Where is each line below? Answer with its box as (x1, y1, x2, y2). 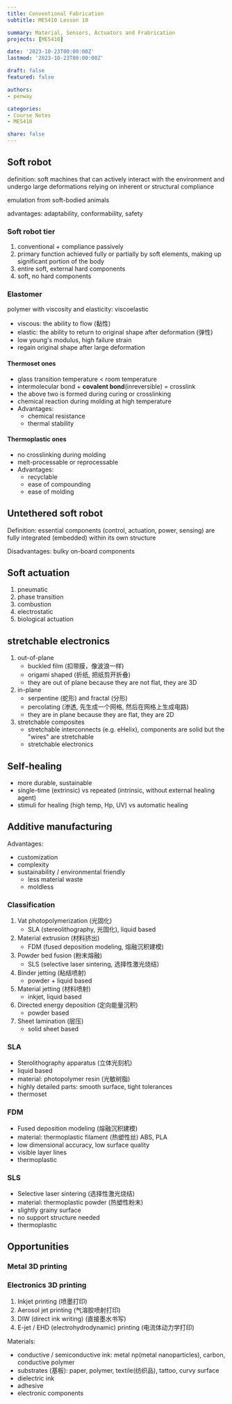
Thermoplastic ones (7, 435, 67, 444)
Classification (7, 900, 56, 910)
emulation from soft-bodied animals (7, 195, 110, 204)
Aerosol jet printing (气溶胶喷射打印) (17, 1305, 121, 1314)
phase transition (17, 592, 64, 602)
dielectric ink (17, 1374, 55, 1382)
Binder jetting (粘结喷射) (17, 969, 87, 977)
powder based (27, 1009, 69, 1017)
